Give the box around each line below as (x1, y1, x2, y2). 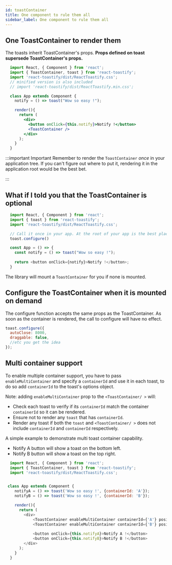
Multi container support (5, 359, 83, 368)
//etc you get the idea (10, 340, 60, 345)
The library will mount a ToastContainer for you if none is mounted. (5, 273, 146, 280)
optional (5, 199, 32, 208)
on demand (5, 296, 42, 306)
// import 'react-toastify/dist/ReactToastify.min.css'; (10, 84, 134, 89)
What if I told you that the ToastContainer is (5, 191, 147, 199)
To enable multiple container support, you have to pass (5, 372, 122, 379)
